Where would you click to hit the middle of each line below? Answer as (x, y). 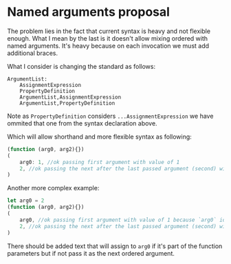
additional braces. (33, 53)
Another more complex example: (53, 188)
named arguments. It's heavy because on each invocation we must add (108, 45)
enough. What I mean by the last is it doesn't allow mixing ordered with (108, 38)
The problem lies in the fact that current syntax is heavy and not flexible (109, 31)
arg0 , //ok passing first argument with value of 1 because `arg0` (118, 220)
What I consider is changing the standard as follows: (81, 66)
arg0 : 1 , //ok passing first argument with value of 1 (100, 162)
